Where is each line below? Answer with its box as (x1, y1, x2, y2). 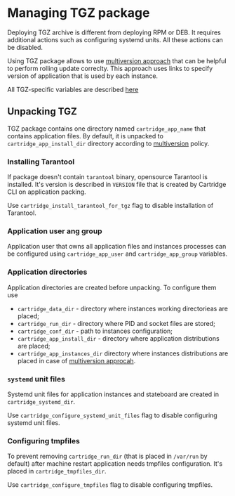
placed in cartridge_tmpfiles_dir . (7, 467, 107, 476)
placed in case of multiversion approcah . (17, 356, 136, 365)
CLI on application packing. (7, 188, 86, 196)
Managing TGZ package (7, 5, 150, 21)
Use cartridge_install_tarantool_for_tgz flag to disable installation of (7, 202, 214, 210)
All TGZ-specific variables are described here (7, 85, 139, 93)
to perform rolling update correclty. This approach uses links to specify (7, 64, 213, 72)
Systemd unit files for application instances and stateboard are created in (7, 390, 220, 398)
